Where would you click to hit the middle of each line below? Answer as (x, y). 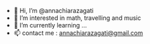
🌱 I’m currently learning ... (50, 25)
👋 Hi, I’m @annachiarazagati (54, 11)
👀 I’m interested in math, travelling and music (77, 18)
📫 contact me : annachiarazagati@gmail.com (78, 33)
